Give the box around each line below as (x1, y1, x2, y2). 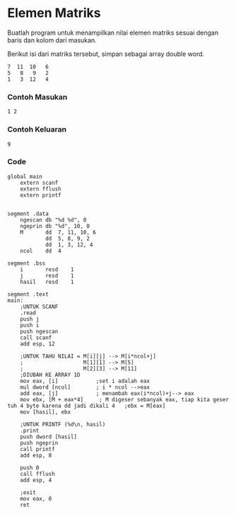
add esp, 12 (20, 340, 55, 348)
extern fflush (20, 185, 61, 193)
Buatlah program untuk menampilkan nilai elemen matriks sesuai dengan (7, 28, 219, 37)
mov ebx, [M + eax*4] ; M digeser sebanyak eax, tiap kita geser (20, 396, 230, 403)
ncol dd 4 (20, 247, 61, 254)
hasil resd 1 (20, 278, 74, 285)
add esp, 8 (20, 452, 52, 459)
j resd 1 (20, 272, 74, 279)
